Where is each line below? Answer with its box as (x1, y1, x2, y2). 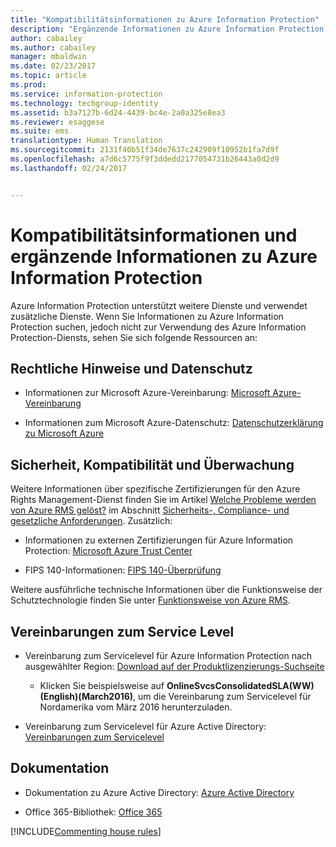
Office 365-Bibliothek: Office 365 (24, 806, 163, 818)
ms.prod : (10, 80, 47, 90)
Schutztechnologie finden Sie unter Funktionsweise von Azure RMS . (10, 594, 291, 606)
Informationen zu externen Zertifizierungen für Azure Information (24, 534, 294, 546)
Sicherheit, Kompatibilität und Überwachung (10, 456, 295, 473)
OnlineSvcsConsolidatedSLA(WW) (166, 680, 315, 691)
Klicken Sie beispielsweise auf (39, 680, 165, 691)
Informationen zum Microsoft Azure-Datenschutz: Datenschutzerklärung (24, 417, 324, 429)
